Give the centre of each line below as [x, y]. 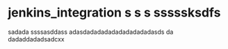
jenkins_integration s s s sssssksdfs [114, 13]
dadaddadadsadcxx [36, 39]
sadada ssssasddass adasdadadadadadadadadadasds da [91, 32]
